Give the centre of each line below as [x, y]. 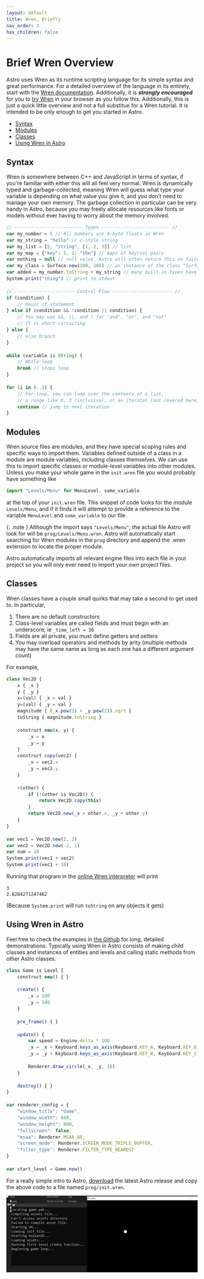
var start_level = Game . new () [45, 1169]
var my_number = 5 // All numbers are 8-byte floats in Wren [85, 234]
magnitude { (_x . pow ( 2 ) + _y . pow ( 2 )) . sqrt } [74, 711]
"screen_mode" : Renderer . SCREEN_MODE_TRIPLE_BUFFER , [85, 1144]
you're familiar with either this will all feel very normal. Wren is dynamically [100, 183]
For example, [23, 667]
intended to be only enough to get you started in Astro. [75, 112]
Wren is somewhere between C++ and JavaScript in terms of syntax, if [95, 177]
